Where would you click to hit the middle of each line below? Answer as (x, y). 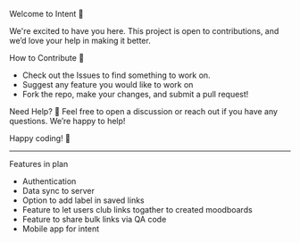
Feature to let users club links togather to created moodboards (137, 209)
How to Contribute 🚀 (47, 58)
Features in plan (39, 164)
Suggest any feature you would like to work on (108, 84)
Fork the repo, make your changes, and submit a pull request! (135, 94)
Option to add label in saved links (83, 200)
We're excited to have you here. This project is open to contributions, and (144, 31)
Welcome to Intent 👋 (46, 14)
